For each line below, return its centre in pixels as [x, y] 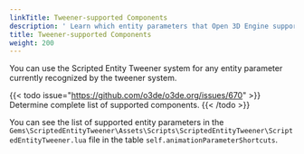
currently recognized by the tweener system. [93, 78]
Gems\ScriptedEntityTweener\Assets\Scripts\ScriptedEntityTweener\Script [152, 131]
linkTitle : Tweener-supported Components [89, 18]
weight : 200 [32, 43]
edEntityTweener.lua [48, 140]
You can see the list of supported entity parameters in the [117, 122]
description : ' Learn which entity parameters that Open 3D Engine [139, 26]
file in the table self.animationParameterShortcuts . [183, 140]
